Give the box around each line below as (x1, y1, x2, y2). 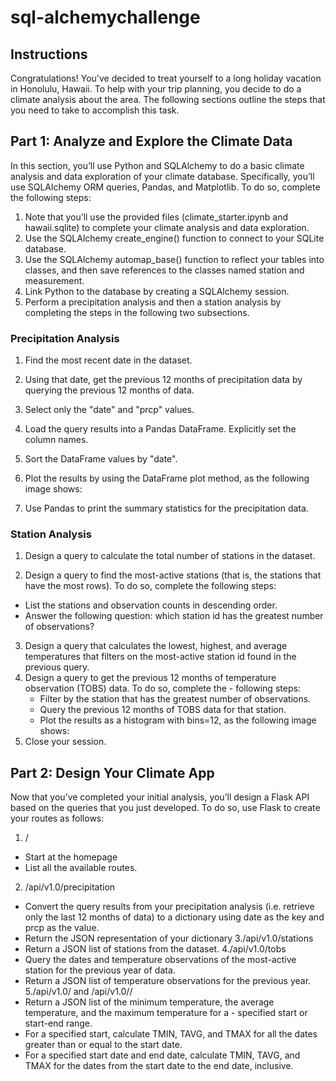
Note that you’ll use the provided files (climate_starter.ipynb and (24, 211, 289, 223)
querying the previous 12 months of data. (24, 384, 195, 396)
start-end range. (24, 1017, 93, 1030)
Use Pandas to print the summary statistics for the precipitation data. (24, 502, 309, 515)
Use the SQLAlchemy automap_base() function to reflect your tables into (24, 253, 325, 265)
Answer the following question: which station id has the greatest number (24, 610, 324, 622)
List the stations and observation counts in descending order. (24, 599, 278, 611)
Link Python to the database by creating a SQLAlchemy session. (24, 285, 290, 297)
